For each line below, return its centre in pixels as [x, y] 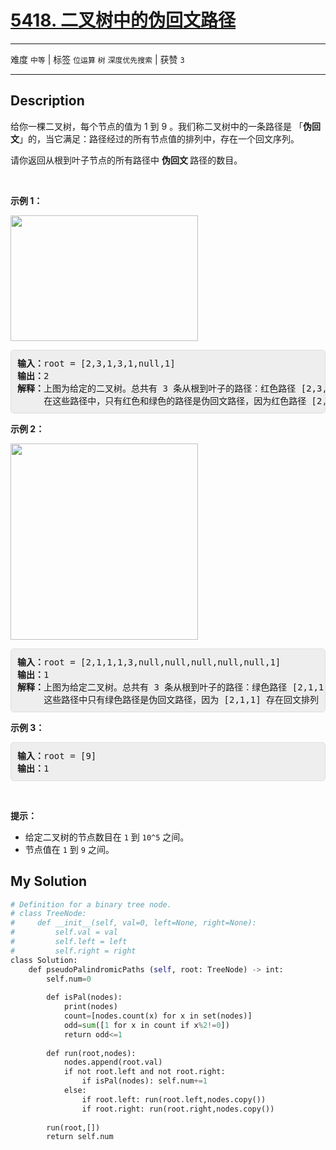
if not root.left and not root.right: [144, 1072]
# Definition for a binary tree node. [91, 904]
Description [47, 101]
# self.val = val [64, 932]
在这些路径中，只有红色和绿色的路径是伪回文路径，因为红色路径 [175, 400]
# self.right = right [73, 951]
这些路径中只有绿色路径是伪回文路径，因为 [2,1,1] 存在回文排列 [181, 699]
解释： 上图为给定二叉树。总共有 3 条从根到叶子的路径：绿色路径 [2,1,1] [173, 687]
